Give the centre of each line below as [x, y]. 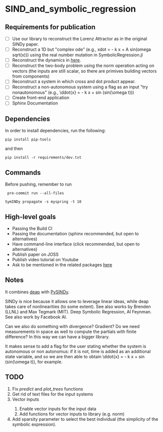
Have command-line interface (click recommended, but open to [76, 244]
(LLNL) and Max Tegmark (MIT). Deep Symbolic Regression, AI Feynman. [78, 311]
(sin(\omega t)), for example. [34, 362]
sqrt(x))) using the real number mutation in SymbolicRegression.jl [77, 55]
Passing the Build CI [32, 228]
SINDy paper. [25, 44]
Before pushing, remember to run [38, 185]
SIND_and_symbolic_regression [71, 9]
